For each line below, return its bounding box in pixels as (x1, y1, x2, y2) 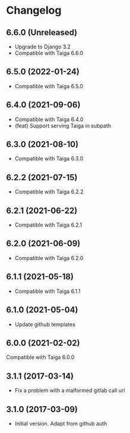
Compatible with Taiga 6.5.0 (14, 82, 84, 89)
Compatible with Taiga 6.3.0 (14, 155, 84, 162)
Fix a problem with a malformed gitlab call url (14, 387, 125, 394)
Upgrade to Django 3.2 (14, 43, 71, 50)
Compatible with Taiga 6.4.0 (14, 116, 84, 123)
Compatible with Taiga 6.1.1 (14, 287, 81, 295)
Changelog (6, 4, 62, 17)
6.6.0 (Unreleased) (6, 27, 78, 38)
